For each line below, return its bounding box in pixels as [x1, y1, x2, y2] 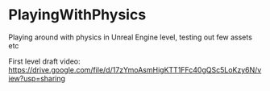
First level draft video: [8, 56, 81, 66]
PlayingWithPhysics [8, 6, 147, 24]
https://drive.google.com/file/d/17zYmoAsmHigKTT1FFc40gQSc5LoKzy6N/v [8, 64, 262, 74]
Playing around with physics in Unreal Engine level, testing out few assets [8, 32, 252, 42]
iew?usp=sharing [8, 73, 66, 83]
